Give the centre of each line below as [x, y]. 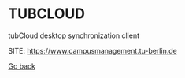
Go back [22, 66]
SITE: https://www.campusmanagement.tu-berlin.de [92, 50]
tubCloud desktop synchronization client [74, 35]
